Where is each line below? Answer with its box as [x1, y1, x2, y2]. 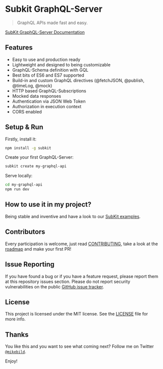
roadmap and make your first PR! [5, 246, 72, 252]
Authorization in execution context [12, 103, 82, 109]
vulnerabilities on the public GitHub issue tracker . [5, 284, 104, 289]
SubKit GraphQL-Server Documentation [5, 29, 85, 35]
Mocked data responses [12, 93, 61, 99]
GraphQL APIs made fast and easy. [17, 20, 88, 26]
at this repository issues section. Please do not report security [5, 279, 131, 284]
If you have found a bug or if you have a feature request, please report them [5, 273, 159, 279]
